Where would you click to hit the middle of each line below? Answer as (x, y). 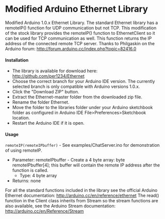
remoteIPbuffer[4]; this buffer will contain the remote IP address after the (86, 165)
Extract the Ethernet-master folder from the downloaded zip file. (77, 97)
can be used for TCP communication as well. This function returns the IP (79, 38)
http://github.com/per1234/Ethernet (48, 76)
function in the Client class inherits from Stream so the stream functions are (82, 201)
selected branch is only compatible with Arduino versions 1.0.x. (76, 86)
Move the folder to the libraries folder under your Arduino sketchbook (82, 108)
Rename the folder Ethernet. (41, 102)
